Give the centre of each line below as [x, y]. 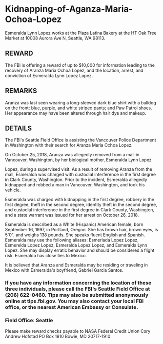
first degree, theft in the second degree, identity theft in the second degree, [81, 205]
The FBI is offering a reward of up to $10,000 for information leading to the [80, 65]
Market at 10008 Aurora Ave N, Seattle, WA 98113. [55, 38]
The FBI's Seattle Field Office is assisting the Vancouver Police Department [81, 140]
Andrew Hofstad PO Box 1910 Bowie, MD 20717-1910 [58, 336]
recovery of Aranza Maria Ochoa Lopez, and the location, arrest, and [74, 70]
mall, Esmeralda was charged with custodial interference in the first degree [81, 175]
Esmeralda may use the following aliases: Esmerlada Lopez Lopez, [72, 240]
